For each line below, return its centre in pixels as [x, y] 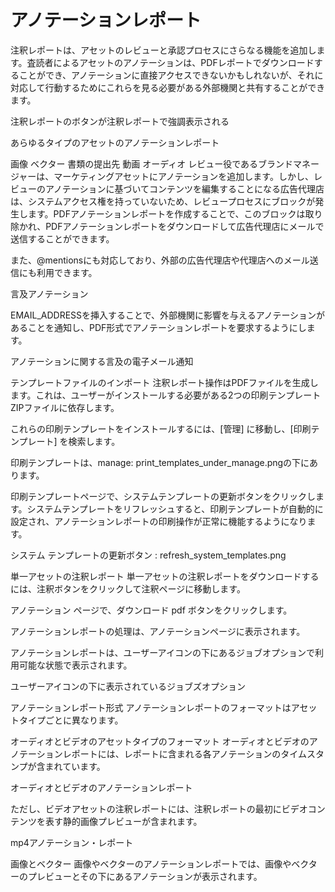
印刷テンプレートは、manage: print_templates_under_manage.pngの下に [160, 462]
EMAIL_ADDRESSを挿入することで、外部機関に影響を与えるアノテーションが [168, 315]
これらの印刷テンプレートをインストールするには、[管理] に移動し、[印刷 [161, 428]
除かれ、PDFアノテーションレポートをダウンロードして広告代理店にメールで [167, 226]
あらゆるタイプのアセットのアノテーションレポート [115, 142]
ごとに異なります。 [84, 720]
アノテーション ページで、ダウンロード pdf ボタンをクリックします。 [151, 610]
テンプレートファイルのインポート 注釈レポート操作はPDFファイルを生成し [164, 382]
